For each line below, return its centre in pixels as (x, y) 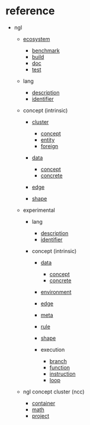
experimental (39, 210)
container (44, 403)
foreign (49, 146)
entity (48, 140)
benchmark (46, 50)
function (60, 367)
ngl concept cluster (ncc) (54, 392)
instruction (62, 374)
